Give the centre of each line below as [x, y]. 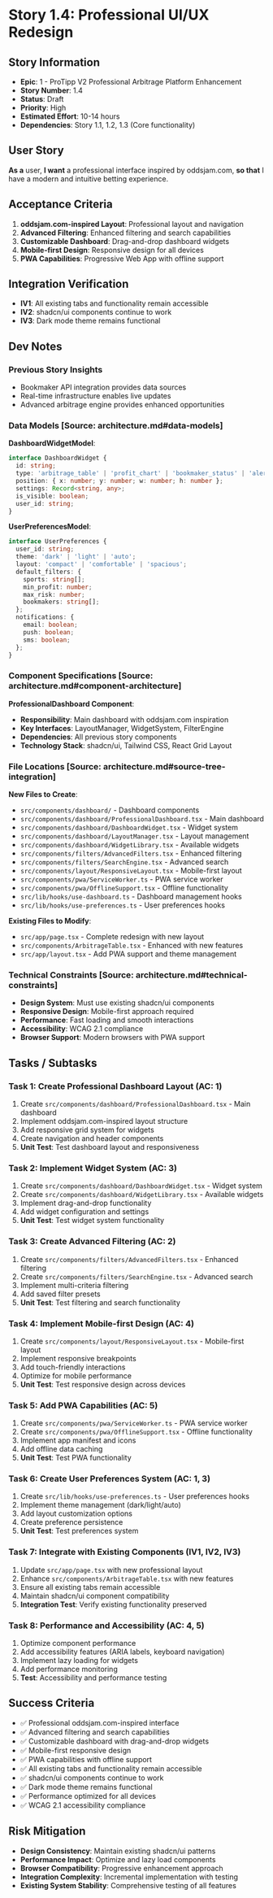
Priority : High [43, 108]
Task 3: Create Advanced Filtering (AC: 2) [92, 1242]
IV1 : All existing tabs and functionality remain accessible [114, 303]
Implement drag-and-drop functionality [86, 1203]
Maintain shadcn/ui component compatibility [95, 1595]
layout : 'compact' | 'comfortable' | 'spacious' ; [101, 564]
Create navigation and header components [92, 1138]
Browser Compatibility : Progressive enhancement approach [121, 1868]
